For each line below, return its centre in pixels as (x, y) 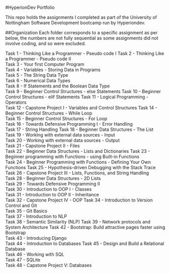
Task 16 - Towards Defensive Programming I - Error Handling (69, 124)
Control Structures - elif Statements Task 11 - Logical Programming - (77, 97)
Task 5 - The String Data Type (37, 75)
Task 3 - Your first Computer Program (45, 64)
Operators (16, 102)
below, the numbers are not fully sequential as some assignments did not (82, 38)
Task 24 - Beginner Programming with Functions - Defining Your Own (78, 162)
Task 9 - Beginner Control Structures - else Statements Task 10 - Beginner (83, 91)
